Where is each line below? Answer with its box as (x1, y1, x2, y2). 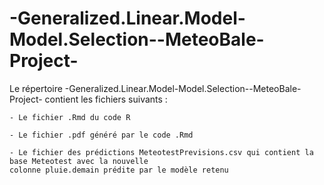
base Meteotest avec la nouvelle (9, 156, 149, 166)
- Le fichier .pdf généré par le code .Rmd (9, 130, 194, 140)
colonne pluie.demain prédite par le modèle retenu (9, 165, 229, 175)
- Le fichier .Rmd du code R (9, 112, 131, 122)
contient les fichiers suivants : (44, 93, 168, 105)
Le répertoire (9, 82, 63, 94)
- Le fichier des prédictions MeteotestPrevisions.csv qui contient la (9, 147, 314, 157)
